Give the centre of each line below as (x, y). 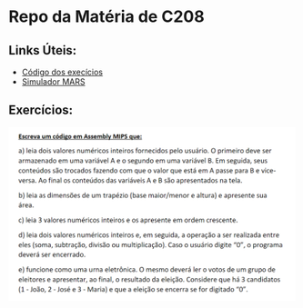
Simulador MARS (53, 82)
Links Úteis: (43, 50)
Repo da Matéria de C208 (107, 17)
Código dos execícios (62, 72)
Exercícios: (41, 110)
